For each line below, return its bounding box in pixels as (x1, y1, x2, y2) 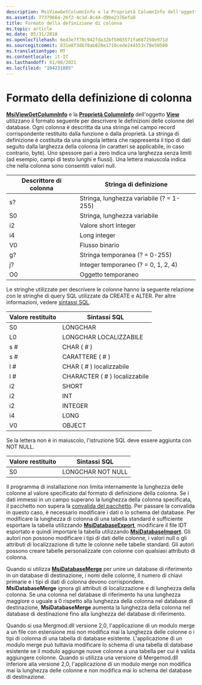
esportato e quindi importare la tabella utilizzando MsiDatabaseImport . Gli (6, 528, 191, 535)
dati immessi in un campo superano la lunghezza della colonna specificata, (6, 496, 192, 503)
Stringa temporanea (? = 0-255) (79, 251, 173, 260)
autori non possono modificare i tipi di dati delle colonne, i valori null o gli (6, 535, 188, 542)
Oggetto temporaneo (79, 270, 139, 279)
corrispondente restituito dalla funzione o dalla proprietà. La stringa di (6, 130, 179, 138)
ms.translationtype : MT (6, 48, 66, 54)
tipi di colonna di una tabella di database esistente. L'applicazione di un (6, 635, 183, 642)
